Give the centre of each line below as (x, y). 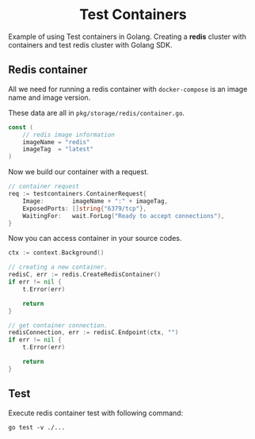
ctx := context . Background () (56, 253)
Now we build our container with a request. (78, 172)
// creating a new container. (58, 267)
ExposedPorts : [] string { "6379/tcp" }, (85, 208)
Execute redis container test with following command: (96, 413)
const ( (21, 127)
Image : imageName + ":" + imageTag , (95, 201)
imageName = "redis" (56, 142)
